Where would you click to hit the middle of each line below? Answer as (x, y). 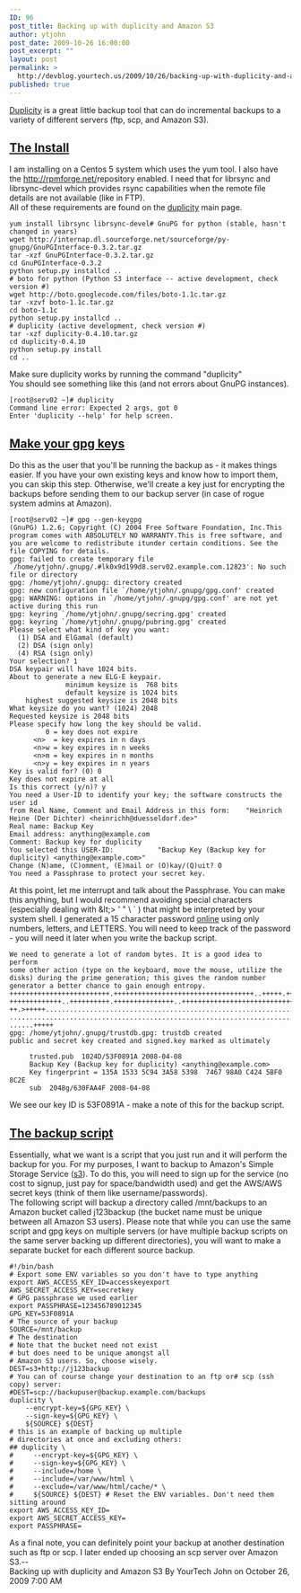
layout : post (34, 59)
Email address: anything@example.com (80, 835)
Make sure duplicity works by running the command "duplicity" (126, 375)
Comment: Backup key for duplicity (76, 842)
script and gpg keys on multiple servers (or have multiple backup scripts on (149, 1231)
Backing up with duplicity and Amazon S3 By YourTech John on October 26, (150, 1571)
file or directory (43, 575)
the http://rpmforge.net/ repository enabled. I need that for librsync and (140, 179)
